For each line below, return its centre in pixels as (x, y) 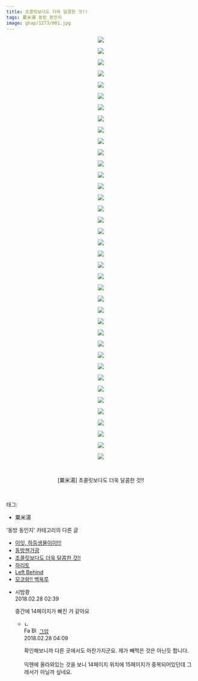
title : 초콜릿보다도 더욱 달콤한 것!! (47, 12)
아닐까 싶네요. (56, 672)
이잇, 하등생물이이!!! (38, 543)
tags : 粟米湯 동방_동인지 (34, 17)
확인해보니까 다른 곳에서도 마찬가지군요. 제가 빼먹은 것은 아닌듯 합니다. (106, 651)
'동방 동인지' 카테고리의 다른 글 (42, 530)
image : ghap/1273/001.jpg (38, 23)
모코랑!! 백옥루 (32, 580)
